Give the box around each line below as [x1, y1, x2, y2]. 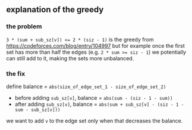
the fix [6, 69, 26, 77]
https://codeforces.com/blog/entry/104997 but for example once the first [6, 42, 185, 49]
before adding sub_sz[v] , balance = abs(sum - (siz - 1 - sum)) [14, 94, 173, 101]
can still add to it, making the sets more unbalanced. [6, 54, 134, 61]
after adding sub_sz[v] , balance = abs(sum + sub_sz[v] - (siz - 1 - [14, 100, 184, 108]
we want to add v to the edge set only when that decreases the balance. [6, 117, 183, 124]
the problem [6, 22, 42, 31]
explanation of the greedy [6, 5, 104, 15]
